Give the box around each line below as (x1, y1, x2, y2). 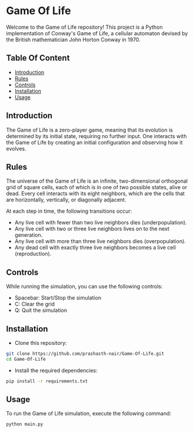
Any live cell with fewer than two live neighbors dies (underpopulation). (14, 219, 187, 226)
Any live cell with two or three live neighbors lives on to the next (14, 225, 169, 233)
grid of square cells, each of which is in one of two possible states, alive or (6, 184, 188, 191)
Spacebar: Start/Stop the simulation (14, 294, 102, 301)
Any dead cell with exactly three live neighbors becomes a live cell (14, 244, 176, 251)
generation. (14, 231, 43, 239)
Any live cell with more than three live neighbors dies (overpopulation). (14, 238, 186, 245)
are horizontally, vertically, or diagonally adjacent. (6, 196, 126, 203)
